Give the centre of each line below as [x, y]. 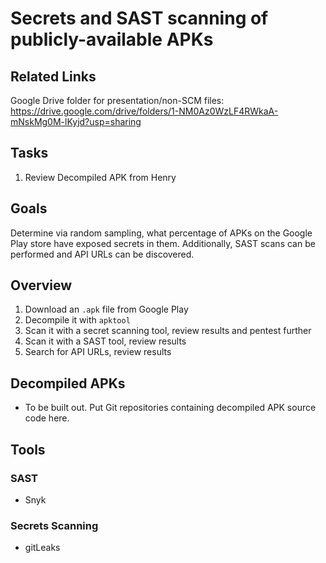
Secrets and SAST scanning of [139, 18]
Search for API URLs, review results [98, 352]
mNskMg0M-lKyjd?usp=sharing [76, 121]
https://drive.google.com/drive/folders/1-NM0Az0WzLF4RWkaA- [144, 111]
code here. [47, 418]
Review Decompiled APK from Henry [100, 177]
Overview [41, 285]
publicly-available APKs [112, 39]
